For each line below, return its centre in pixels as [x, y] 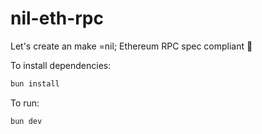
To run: [25, 103]
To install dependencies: [61, 65]
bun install [35, 83]
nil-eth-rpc [57, 18]
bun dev [26, 121]
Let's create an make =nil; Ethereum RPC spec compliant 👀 [131, 46]
